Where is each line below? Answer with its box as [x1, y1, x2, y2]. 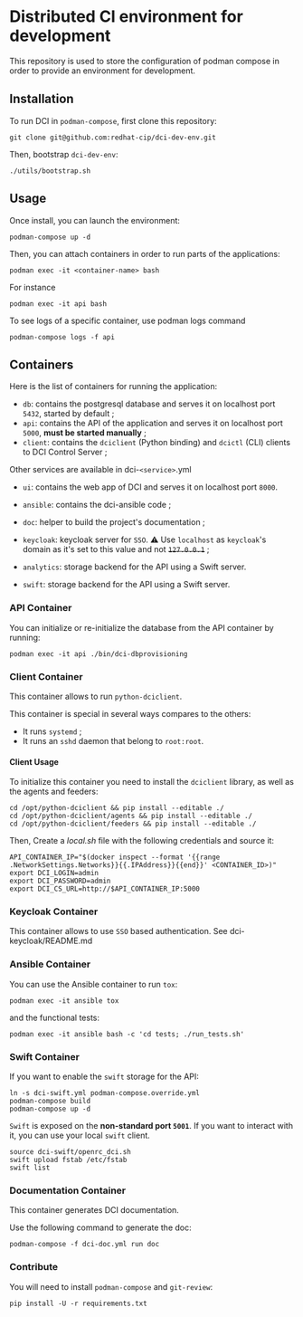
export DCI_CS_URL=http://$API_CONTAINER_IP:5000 [9, 884, 201, 893]
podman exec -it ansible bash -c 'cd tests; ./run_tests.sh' [9, 1029, 245, 1038]
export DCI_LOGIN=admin [9, 869, 99, 878]
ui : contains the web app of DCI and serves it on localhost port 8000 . [22, 482, 279, 492]
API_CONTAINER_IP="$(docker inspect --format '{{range [9, 853, 221, 862]
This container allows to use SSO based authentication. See [9, 926, 228, 937]
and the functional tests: [9, 1012, 100, 1023]
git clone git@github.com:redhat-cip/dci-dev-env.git [9, 133, 217, 142]
